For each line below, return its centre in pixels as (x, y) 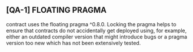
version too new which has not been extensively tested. (74, 43)
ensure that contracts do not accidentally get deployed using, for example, (96, 30)
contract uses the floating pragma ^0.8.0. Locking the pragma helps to (91, 24)
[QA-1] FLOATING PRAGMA (56, 10)
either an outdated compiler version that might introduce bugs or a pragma (96, 37)
